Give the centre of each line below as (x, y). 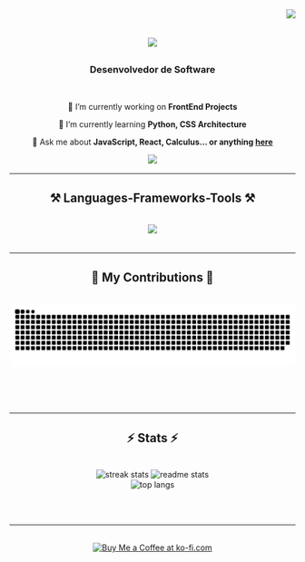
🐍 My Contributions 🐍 (152, 277)
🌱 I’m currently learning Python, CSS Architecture (152, 124)
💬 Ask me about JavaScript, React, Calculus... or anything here (152, 142)
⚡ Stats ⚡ (152, 438)
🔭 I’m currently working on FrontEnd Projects (152, 107)
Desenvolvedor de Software (152, 70)
